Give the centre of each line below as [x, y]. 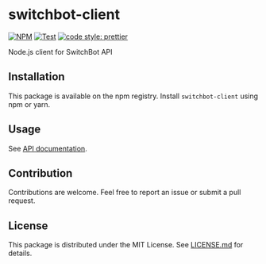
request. [22, 201]
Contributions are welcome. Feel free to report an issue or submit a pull [125, 193]
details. [20, 253]
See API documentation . [48, 148]
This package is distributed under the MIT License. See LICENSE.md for [126, 245]
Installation [37, 77]
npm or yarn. [29, 104]
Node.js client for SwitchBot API [60, 52]
